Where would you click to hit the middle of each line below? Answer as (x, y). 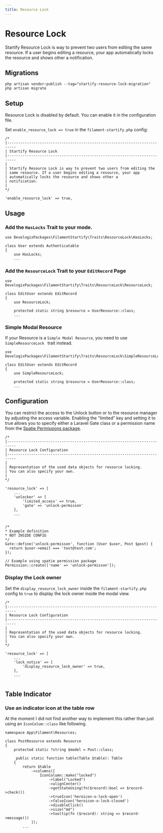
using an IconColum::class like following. (46, 724)
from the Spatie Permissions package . (43, 428)
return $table (37, 767)
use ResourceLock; (32, 302)
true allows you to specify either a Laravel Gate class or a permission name (80, 423)
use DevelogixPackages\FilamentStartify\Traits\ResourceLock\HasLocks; (79, 237)
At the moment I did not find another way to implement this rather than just (80, 719)
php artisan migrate (26, 88)
